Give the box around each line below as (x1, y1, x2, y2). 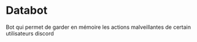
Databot (6, 4, 48, 17)
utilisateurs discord (6, 29, 55, 37)
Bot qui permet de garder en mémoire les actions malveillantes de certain (6, 23, 191, 31)
